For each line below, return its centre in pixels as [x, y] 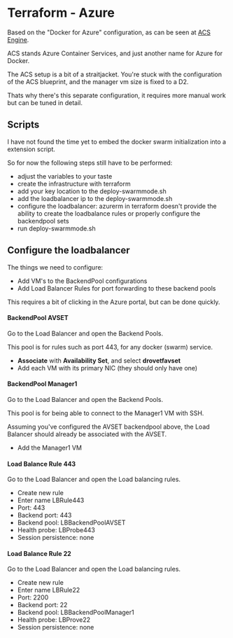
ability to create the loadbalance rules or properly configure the [109, 213]
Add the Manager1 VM [50, 448]
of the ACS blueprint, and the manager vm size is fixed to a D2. [98, 81]
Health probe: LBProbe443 [56, 530]
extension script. [31, 149]
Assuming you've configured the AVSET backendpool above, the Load [108, 427]
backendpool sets [43, 221]
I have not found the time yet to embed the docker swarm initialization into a [116, 141]
